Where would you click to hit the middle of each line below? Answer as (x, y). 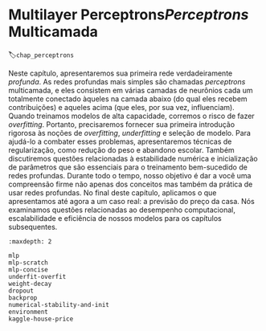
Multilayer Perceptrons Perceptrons (129, 15)
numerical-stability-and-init (59, 304)
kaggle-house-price (41, 319)
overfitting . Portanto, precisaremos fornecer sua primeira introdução (122, 124)
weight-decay (30, 284)
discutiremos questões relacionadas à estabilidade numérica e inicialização (133, 158)
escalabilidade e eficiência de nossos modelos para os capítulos (115, 218)
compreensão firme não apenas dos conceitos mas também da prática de (131, 184)
